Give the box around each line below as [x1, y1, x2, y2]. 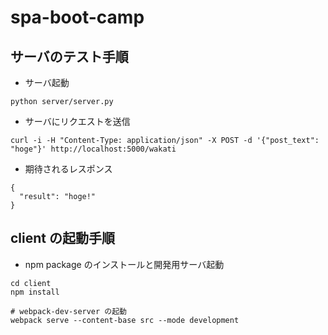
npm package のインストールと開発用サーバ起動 [24, 258, 225, 270]
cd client [10, 278, 52, 288]
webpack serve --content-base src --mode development [10, 315, 240, 325]
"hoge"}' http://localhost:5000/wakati [10, 144, 177, 154]
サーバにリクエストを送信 [24, 116, 131, 127]
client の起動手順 [10, 230, 115, 247]
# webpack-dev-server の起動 [10, 306, 128, 316]
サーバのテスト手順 [10, 48, 129, 65]
